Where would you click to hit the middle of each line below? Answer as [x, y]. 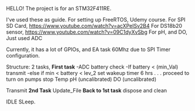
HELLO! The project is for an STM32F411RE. [59, 8]
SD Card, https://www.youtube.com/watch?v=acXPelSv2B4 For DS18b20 [94, 26]
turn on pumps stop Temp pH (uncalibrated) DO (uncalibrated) [81, 79]
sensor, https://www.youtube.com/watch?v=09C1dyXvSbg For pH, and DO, [97, 32]
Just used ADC [24, 38]
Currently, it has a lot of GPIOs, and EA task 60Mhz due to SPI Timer [88, 49]
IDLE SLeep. [21, 102]
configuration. [23, 55]
